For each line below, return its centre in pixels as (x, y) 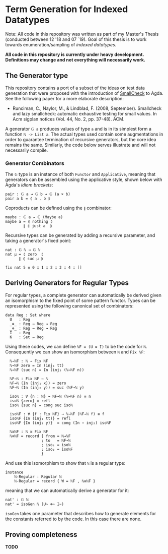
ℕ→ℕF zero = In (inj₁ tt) (37, 365)
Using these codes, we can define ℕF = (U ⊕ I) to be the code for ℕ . (76, 346)
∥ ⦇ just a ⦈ (38, 226)
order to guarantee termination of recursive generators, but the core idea (81, 139)
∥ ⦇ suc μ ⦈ (31, 259)
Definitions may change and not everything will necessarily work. (75, 59)
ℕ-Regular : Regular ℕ (38, 477)
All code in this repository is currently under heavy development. (75, 54)
